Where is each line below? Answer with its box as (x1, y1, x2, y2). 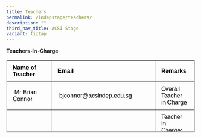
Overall (160, 85, 181, 93)
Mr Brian (14, 89, 37, 96)
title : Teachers (6, 8, 47, 15)
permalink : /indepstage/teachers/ (6, 14, 93, 20)
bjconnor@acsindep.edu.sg (59, 92, 132, 99)
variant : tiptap (6, 31, 47, 37)
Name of (13, 64, 37, 72)
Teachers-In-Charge (6, 47, 59, 54)
